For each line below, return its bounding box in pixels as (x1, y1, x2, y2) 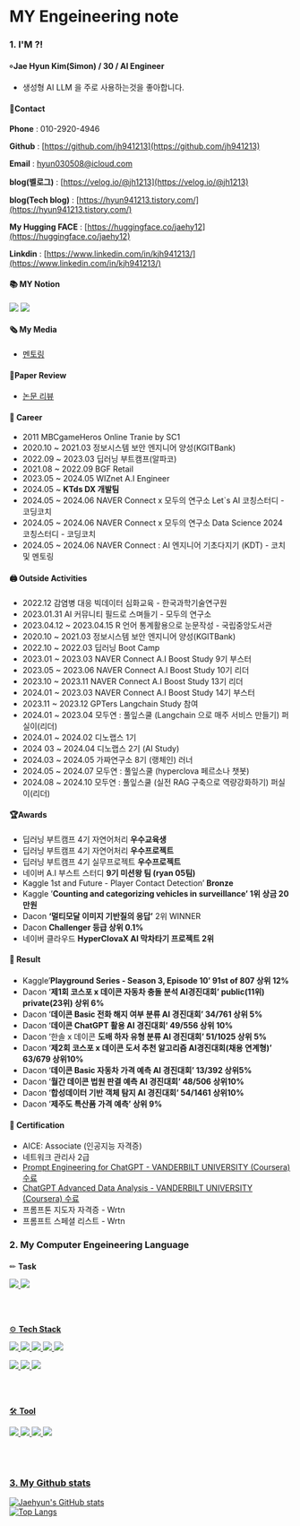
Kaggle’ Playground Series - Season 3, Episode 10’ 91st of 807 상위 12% (21, 975, 289, 985)
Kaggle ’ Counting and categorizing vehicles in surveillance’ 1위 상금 (21, 888, 278, 898)
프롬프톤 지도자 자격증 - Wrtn (21, 1204, 125, 1216)
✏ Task (9, 1261, 38, 1271)
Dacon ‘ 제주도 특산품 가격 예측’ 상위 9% (21, 1098, 163, 1109)
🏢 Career (9, 412, 43, 422)
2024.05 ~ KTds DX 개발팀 (21, 484, 119, 495)
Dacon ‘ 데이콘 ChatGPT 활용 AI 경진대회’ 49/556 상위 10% (21, 1019, 234, 1030)
